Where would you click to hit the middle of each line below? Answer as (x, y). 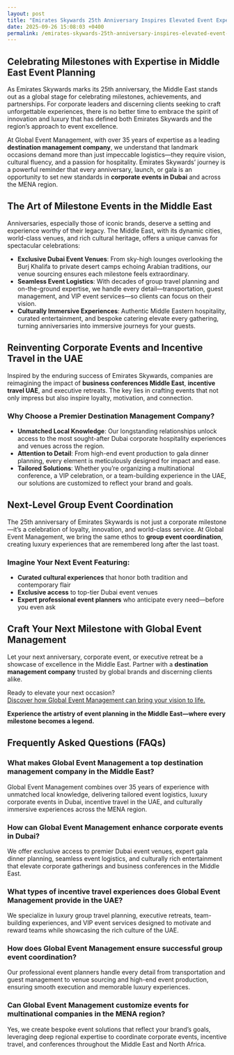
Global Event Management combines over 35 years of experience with (108, 787)
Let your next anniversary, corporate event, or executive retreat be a (105, 657)
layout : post (26, 14)
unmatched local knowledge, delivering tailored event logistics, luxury (107, 794)
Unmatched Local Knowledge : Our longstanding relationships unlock (117, 431)
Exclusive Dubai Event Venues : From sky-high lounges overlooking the (120, 259)
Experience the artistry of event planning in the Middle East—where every (117, 713)
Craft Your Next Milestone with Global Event (104, 629)
